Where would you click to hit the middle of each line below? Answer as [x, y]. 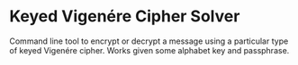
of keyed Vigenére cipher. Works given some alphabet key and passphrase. [149, 50]
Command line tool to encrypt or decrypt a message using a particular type [149, 41]
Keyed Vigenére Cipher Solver [125, 16]
